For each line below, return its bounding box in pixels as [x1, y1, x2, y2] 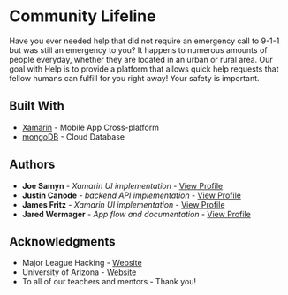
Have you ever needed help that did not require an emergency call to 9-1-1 [9, 35, 280, 46]
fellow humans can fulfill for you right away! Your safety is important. [9, 72, 260, 83]
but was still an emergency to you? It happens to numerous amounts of [9, 44, 268, 55]
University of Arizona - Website [21, 267, 137, 277]
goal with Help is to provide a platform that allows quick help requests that [9, 64, 279, 74]
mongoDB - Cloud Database [21, 131, 125, 142]
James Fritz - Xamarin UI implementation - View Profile [21, 199, 225, 209]
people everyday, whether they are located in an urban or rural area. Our [9, 54, 274, 64]
